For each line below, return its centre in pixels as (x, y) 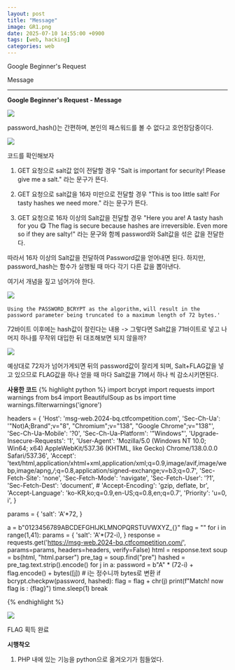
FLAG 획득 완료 (28, 629)
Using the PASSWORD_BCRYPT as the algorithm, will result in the (104, 309)
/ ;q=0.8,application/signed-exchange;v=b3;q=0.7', (125, 471)
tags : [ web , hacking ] (39, 40)
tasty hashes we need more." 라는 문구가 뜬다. (83, 203)
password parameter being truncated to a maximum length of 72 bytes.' (114, 315)
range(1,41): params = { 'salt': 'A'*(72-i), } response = (84, 535)
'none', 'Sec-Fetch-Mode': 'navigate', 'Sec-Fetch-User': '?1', (128, 478)
